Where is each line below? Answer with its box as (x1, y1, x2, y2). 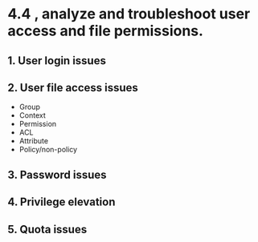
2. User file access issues (7, 81, 138, 95)
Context (18, 111, 46, 120)
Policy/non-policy (18, 145, 78, 155)
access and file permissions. (7, 22, 204, 40)
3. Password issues (7, 167, 107, 181)
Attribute (18, 136, 49, 146)
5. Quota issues (7, 222, 88, 236)
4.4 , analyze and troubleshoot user (7, 5, 251, 23)
